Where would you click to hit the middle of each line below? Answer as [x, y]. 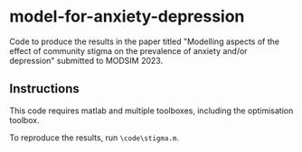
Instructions [44, 89]
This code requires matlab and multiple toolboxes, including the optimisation [151, 111]
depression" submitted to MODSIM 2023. [86, 60]
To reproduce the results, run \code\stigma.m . [94, 138]
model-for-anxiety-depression [127, 17]
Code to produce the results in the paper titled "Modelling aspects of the [145, 41]
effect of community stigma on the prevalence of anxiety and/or [128, 50]
